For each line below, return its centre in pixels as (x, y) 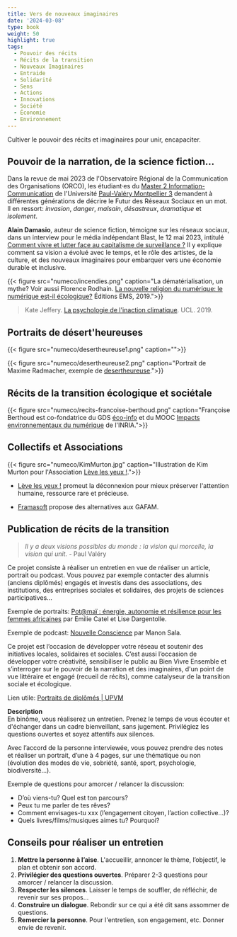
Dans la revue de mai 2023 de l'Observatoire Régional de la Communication (118, 178)
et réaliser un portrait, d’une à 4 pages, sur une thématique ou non (104, 755)
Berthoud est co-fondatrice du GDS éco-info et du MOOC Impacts (104, 418)
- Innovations (34, 100)
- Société (28, 106)
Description (25, 711)
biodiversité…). (29, 770)
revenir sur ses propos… (53, 897)
